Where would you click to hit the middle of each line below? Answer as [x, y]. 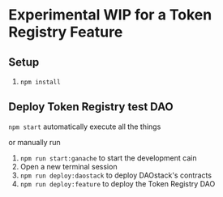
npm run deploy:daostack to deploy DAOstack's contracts [116, 175]
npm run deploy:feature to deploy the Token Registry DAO [118, 183]
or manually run [34, 142]
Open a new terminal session [69, 166]
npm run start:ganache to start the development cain [108, 158]
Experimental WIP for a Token [110, 15]
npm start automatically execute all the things [85, 126]
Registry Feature [66, 32]
